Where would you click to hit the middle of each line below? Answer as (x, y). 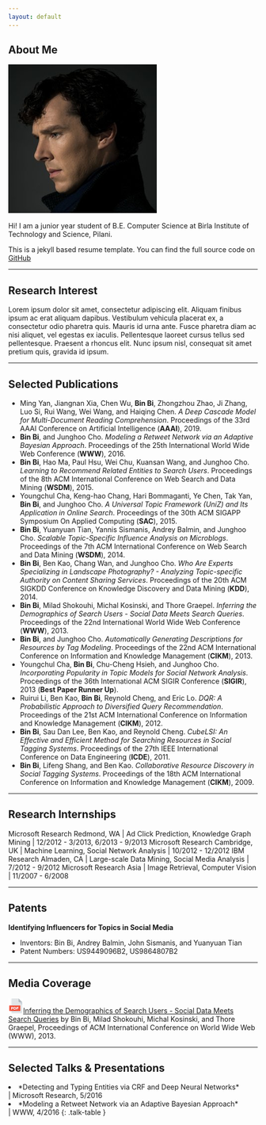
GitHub (20, 258)
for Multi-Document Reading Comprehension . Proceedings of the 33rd (135, 420)
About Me (33, 50)
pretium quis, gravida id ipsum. (59, 352)
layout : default (35, 17)
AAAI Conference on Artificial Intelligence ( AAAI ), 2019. (110, 429)
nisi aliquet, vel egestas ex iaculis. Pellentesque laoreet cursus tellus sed (127, 335)
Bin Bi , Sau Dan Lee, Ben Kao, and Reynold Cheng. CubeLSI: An (123, 732)
